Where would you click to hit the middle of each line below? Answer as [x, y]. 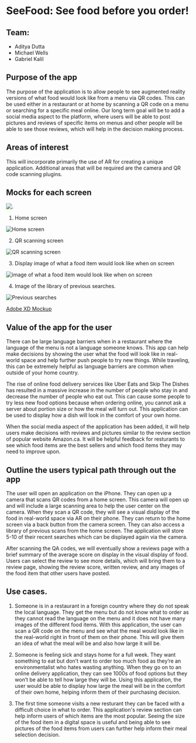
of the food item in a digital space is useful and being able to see [92, 722]
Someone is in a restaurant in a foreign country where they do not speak [102, 606]
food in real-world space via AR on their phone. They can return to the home [98, 518]
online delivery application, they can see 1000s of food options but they [101, 673]
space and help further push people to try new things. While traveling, [105, 360]
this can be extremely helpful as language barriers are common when [90, 367]
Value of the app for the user [59, 327]
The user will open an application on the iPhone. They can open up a [89, 494]
